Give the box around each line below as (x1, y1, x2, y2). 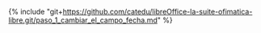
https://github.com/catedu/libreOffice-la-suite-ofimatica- (62, 7, 253, 16)
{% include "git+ (8, 7, 63, 16)
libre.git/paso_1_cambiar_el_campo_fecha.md (8, 15, 158, 25)
